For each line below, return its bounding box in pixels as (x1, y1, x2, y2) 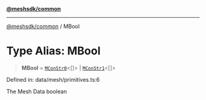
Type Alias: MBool (6, 44, 101, 58)
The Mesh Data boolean (6, 88, 67, 95)
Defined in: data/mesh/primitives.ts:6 (6, 76, 100, 83)
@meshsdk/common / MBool (6, 23, 80, 30)
